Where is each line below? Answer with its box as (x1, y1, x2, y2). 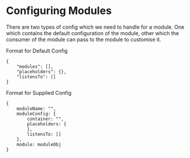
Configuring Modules (6, 4, 112, 18)
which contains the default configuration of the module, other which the (6, 29, 179, 36)
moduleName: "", (16, 105, 57, 112)
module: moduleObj (16, 142, 61, 147)
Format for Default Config (6, 47, 68, 54)
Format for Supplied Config (6, 89, 72, 96)
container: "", (27, 116, 64, 122)
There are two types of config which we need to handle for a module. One (6, 23, 185, 30)
